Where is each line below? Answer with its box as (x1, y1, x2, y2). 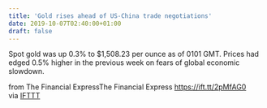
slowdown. (8, 67, 45, 76)
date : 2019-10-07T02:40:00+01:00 (8, 19, 122, 28)
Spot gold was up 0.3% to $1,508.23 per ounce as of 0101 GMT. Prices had (8, 50, 260, 59)
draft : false (8, 27, 53, 35)
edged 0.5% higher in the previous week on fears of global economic (8, 58, 240, 67)
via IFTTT (8, 91, 41, 101)
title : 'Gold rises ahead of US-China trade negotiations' (8, 11, 213, 20)
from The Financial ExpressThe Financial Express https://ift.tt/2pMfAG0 (8, 82, 247, 92)
